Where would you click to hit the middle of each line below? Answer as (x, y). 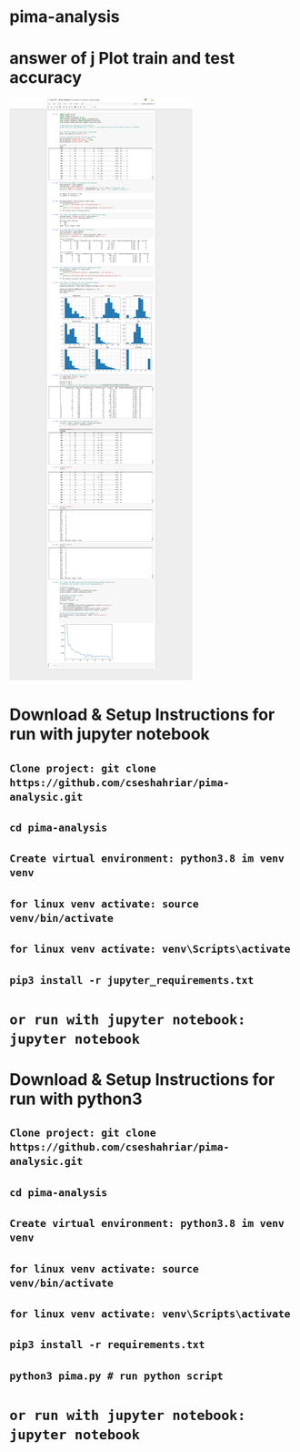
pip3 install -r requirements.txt (107, 1345)
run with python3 (76, 1099)
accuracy (45, 78)
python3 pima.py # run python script (116, 1375)
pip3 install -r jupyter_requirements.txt (132, 980)
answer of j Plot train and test (122, 59)
